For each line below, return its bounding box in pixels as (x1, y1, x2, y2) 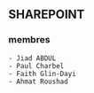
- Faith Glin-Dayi (8, 69, 76, 78)
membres (8, 34, 51, 46)
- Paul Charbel (8, 61, 65, 70)
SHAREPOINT (8, 7, 85, 22)
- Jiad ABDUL (8, 53, 57, 63)
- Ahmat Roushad (8, 77, 68, 86)
